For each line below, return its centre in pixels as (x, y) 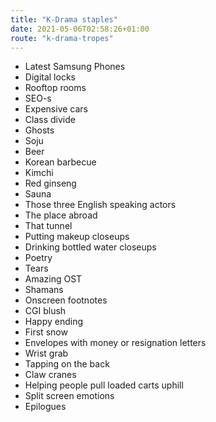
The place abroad (61, 215)
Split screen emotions (69, 396)
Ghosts (39, 130)
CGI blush (45, 311)
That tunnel (48, 226)
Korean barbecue (60, 162)
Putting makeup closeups (77, 237)
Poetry (38, 258)
